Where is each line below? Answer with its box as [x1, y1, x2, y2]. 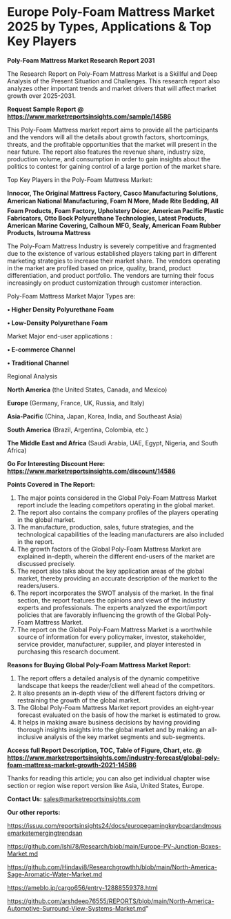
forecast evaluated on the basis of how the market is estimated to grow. [17, 711, 221, 719]
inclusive [17, 732, 43, 741]
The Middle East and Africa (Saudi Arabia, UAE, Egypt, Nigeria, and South [7, 438, 219, 447]
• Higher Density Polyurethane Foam [7, 305, 114, 314]
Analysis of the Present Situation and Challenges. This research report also [7, 77, 221, 85]
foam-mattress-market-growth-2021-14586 [7, 760, 137, 769]
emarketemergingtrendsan [7, 829, 83, 837]
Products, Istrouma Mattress [7, 228, 91, 236]
